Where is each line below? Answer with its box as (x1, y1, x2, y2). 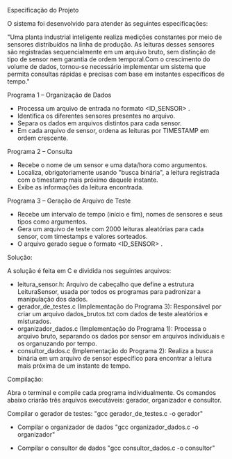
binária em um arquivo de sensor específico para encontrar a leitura (17, 355, 212, 362)
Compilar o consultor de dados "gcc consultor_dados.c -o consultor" (17, 444, 215, 452)
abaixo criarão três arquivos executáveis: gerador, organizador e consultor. (7, 396, 222, 404)
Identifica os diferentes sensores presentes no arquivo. (17, 111, 176, 120)
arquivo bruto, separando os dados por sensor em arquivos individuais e (17, 332, 225, 340)
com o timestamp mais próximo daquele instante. (17, 176, 158, 184)
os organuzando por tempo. (17, 339, 97, 348)
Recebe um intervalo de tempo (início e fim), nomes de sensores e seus (17, 210, 224, 218)
